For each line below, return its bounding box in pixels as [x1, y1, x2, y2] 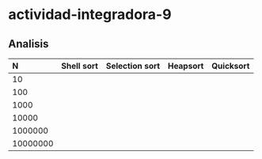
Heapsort [167, 61, 204, 71]
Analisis [8, 37, 49, 51]
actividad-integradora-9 [8, 6, 172, 24]
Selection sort [105, 61, 161, 71]
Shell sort [61, 61, 99, 71]
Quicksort [211, 61, 250, 71]
